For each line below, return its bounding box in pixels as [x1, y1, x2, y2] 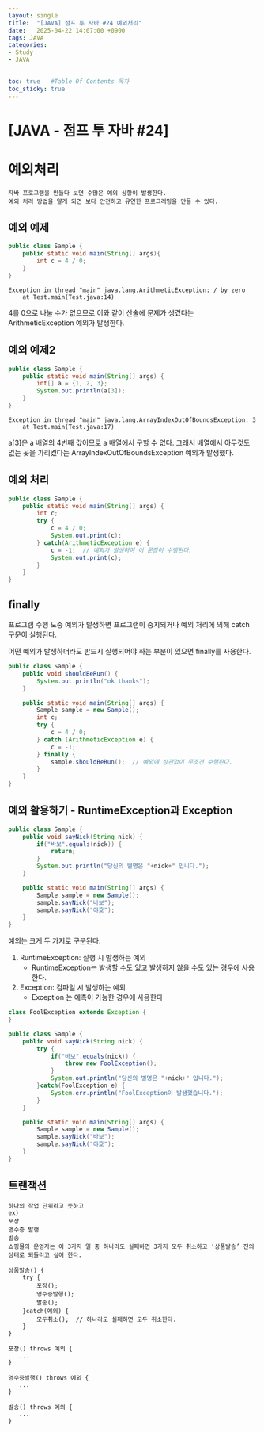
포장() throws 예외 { [8, 1345, 73, 1353]
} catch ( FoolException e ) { [36, 1082, 126, 1090]
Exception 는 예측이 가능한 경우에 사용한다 [31, 993, 164, 1002]
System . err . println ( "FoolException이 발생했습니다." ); [50, 1089, 224, 1097]
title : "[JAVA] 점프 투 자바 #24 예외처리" [8, 19, 142, 27]
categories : [8, 41, 47, 49]
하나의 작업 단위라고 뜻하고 [8, 1202, 85, 1210]
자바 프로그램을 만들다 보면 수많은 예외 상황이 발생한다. [8, 189, 167, 197]
